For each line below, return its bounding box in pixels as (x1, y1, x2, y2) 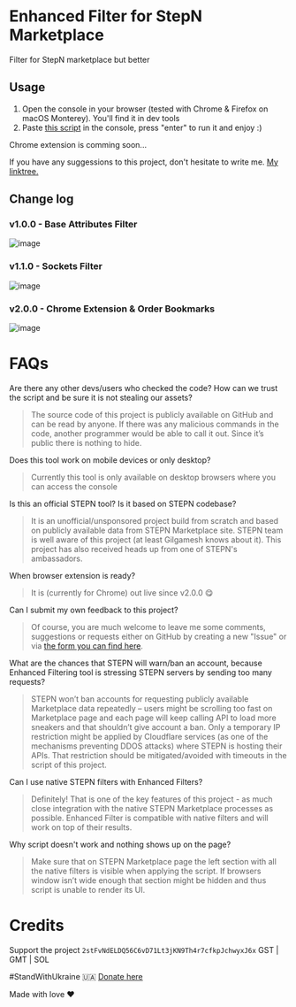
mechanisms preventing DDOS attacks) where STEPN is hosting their (30, 741, 283, 751)
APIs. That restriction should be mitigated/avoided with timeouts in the (30, 749, 287, 760)
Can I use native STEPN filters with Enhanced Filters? (9, 776, 203, 787)
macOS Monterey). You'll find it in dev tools (21, 112, 180, 123)
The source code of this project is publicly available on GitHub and (30, 409, 274, 419)
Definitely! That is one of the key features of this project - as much (30, 794, 273, 804)
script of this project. (30, 759, 108, 770)
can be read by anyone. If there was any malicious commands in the (30, 419, 280, 429)
